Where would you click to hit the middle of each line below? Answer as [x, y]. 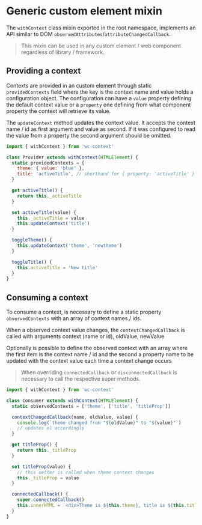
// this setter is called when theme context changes [86, 472]
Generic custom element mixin [84, 11]
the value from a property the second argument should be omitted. [89, 135]
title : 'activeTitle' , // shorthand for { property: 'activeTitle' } [106, 174]
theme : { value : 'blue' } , [51, 168]
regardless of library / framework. [63, 52]
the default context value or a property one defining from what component [99, 105]
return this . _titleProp [47, 451]
